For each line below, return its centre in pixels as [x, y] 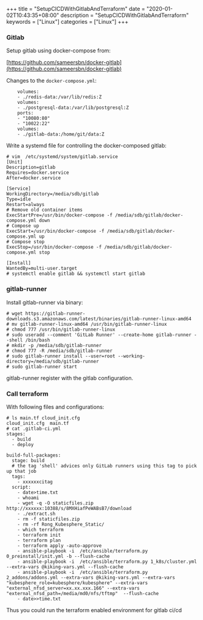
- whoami [28, 498]
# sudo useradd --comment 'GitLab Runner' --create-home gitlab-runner [99, 335]
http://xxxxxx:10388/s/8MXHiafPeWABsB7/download [69, 508]
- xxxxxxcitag [35, 482]
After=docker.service [34, 178]
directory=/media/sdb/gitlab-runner [53, 361]
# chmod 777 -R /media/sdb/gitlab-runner [60, 351]
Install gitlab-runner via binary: [45, 302]
